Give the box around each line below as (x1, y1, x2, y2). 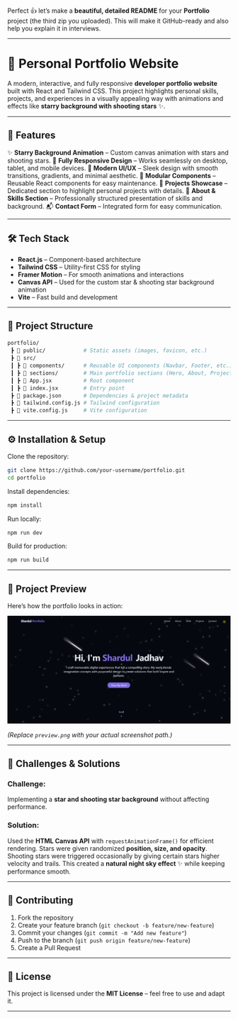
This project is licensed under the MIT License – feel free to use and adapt (7, 989, 225, 998)
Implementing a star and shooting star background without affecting (7, 795, 210, 804)
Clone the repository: (7, 452, 69, 461)
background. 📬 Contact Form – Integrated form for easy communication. (7, 202, 223, 210)
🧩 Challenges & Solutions (7, 758, 120, 770)
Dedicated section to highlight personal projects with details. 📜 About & (7, 186, 216, 194)
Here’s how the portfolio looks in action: (7, 602, 123, 610)
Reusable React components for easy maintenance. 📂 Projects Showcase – (7, 179, 228, 187)
